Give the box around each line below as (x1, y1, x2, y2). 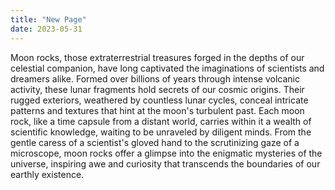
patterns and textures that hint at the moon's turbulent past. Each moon (10, 104, 305, 116)
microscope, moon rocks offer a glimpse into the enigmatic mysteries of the (10, 147, 323, 159)
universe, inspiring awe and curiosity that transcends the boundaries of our (10, 157, 321, 170)
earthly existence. (10, 168, 85, 180)
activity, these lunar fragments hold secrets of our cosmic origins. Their (10, 83, 305, 95)
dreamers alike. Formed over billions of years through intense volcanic (10, 72, 300, 85)
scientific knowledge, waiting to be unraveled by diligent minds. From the (10, 126, 312, 138)
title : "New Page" (10, 14, 87, 25)
